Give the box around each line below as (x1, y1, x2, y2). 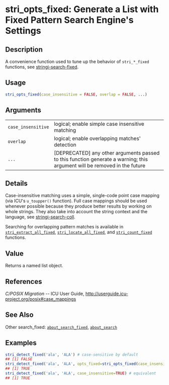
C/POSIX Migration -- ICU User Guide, (5, 291, 84, 297)
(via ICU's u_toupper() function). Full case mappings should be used (5, 198, 147, 204)
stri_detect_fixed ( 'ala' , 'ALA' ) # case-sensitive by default (5, 352, 138, 357)
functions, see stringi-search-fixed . (5, 64, 79, 70)
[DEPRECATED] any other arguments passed (53, 149, 160, 156)
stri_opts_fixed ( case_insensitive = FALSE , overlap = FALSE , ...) (5, 92, 147, 97)
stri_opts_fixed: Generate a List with (5, 4, 159, 15)
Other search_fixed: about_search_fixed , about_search (5, 324, 117, 330)
